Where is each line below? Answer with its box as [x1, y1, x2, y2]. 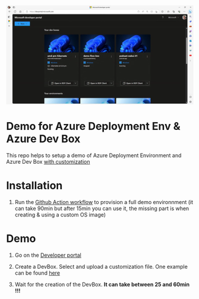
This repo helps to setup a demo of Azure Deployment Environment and [6, 152, 182, 159]
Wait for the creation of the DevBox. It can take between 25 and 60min [14, 281, 190, 288]
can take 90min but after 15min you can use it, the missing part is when [14, 205, 189, 212]
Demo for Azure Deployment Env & [6, 120, 181, 133]
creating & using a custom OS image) [14, 211, 106, 218]
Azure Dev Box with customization [6, 158, 90, 166]
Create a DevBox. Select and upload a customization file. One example [14, 263, 188, 271]
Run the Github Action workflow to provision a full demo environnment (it [14, 199, 194, 206]
